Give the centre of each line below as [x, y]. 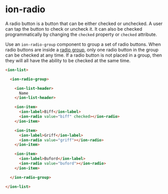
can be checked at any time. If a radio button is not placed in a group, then [84, 55]
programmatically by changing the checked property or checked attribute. [81, 34]
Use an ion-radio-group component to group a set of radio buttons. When [83, 44]
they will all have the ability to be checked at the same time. [68, 60]
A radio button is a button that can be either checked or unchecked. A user [84, 23]
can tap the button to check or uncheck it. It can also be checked [74, 29]
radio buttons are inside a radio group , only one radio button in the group [82, 50]
